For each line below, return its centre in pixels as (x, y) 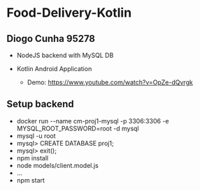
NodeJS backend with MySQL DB (65, 55)
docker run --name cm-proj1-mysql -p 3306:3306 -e (93, 121)
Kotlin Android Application (54, 69)
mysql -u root (36, 136)
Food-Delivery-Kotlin (69, 13)
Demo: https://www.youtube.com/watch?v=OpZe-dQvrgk (110, 82)
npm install (33, 158)
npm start (30, 180)
